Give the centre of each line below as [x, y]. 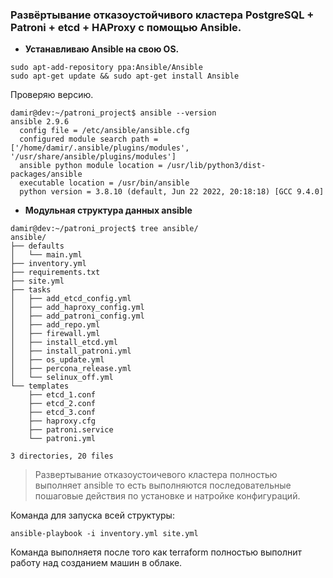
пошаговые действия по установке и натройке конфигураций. [167, 496]
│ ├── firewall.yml [55, 334]
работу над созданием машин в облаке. [96, 563]
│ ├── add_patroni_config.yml [77, 316]
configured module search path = [89, 139]
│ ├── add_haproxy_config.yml [77, 308]
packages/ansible [46, 174]
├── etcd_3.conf [62, 413]
